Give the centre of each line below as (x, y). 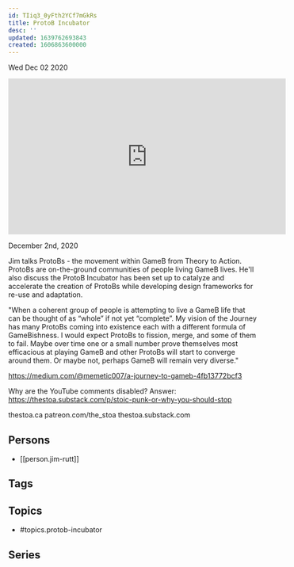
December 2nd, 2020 (43, 245)
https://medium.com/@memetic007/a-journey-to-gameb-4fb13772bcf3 (125, 376)
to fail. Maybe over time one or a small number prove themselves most (123, 344)
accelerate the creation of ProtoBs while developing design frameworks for (131, 287)
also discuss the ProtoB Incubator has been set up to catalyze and (116, 278)
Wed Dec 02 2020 (38, 67)
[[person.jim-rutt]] (49, 459)
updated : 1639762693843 (48, 38)
